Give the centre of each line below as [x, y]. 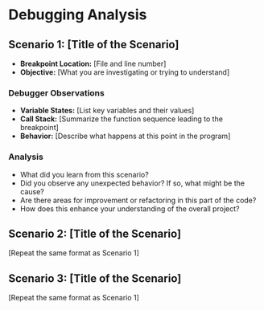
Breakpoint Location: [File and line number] [93, 63]
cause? [32, 191]
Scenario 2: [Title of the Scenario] [95, 233]
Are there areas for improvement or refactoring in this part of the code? [138, 200]
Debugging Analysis [78, 15]
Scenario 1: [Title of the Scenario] [94, 45]
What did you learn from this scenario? [84, 174]
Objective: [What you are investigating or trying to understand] [125, 72]
